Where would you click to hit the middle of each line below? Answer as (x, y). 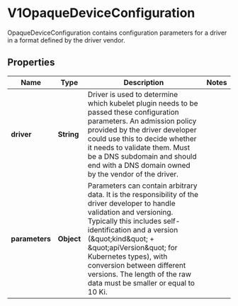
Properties (31, 63)
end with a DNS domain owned (139, 165)
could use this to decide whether (142, 138)
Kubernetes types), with (127, 256)
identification (109, 229)
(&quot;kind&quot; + (121, 239)
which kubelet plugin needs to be (143, 103)
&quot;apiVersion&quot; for (132, 247)
